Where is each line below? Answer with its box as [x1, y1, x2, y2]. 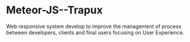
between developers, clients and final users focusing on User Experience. [6, 29, 185, 36]
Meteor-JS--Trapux [6, 3, 103, 17]
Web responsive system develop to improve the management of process [6, 23, 182, 30]
